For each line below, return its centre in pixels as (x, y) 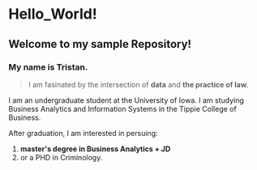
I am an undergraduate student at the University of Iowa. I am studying (126, 100)
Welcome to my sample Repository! (100, 44)
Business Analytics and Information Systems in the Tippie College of (122, 108)
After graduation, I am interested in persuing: (83, 133)
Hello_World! (53, 14)
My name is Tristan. (48, 67)
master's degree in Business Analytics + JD (95, 149)
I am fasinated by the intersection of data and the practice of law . (138, 84)
